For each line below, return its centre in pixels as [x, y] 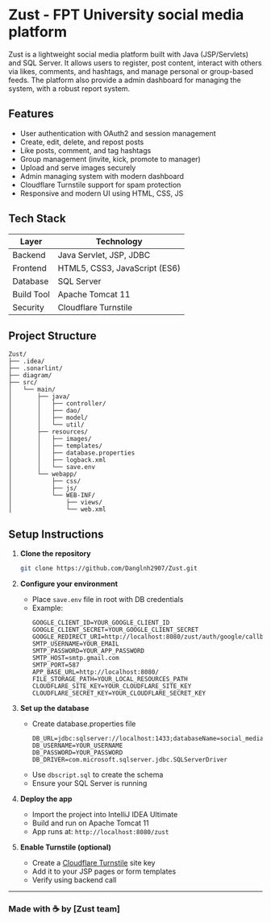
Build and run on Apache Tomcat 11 [90, 823]
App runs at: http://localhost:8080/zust [100, 832]
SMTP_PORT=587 [56, 665]
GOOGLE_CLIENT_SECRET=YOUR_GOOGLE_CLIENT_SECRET [115, 630]
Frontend [29, 268]
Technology [119, 241]
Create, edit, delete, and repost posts [82, 142]
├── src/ [23, 383]
